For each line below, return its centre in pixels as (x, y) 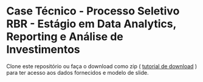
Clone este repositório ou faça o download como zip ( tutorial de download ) (102, 66)
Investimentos (43, 50)
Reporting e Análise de (65, 37)
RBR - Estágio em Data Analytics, (91, 24)
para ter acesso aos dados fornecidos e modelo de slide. (77, 72)
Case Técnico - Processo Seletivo (93, 11)
